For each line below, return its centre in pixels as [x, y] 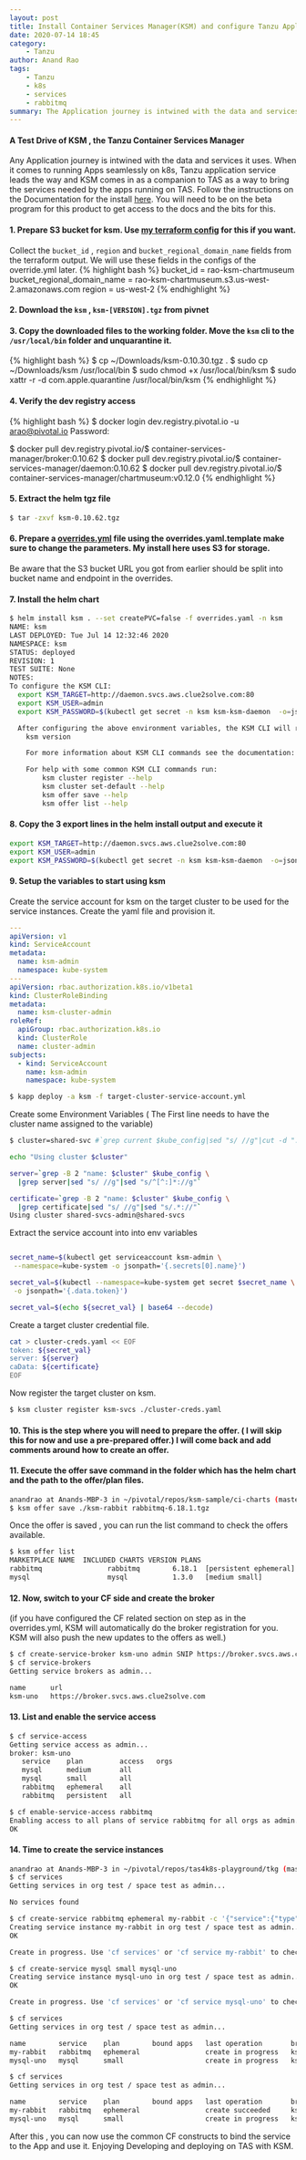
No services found [44, 1903]
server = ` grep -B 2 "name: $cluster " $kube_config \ [109, 1173]
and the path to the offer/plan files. [77, 1480]
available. [27, 1535]
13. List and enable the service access [83, 1717]
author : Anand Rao [44, 60]
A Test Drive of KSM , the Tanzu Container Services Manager [127, 140]
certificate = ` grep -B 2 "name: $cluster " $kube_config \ [120, 1199]
